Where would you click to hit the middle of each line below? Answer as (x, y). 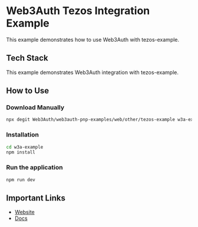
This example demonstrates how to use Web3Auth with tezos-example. (93, 39)
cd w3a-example (25, 147)
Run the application (34, 168)
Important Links (36, 198)
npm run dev (21, 180)
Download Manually (35, 108)
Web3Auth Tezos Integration (78, 11)
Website (25, 212)
